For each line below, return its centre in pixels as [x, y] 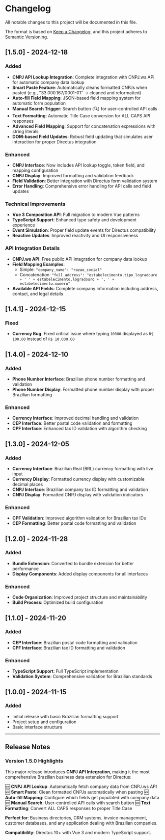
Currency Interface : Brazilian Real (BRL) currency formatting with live [83, 468]
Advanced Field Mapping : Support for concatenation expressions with [84, 126]
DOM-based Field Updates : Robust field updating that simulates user [82, 136]
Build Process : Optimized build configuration [58, 602]
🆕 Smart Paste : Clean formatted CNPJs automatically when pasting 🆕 [77, 792]
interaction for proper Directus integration [54, 142]
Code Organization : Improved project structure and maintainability [80, 597]
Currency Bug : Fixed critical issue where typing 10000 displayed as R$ [83, 334]
